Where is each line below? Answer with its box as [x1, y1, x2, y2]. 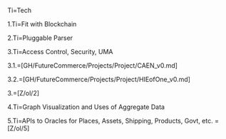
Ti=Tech [7, 6, 32, 14]
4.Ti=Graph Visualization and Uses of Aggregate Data [7, 103, 165, 111]
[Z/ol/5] [7, 124, 30, 133]
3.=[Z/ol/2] [7, 89, 40, 97]
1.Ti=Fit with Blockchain [7, 20, 77, 28]
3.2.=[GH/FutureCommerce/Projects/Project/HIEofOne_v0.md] [7, 75, 191, 83]
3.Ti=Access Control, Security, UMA [7, 48, 113, 56]
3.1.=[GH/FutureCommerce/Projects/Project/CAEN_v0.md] [7, 61, 178, 70]
